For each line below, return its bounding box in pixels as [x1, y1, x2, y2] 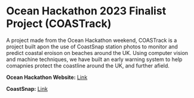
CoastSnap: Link [6, 85, 48, 92]
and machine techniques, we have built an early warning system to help [6, 56, 183, 63]
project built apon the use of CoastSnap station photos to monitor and [6, 43, 178, 50]
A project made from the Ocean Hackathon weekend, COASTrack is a [6, 36, 177, 44]
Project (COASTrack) [6, 17, 112, 30]
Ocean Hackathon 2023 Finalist [6, 4, 167, 18]
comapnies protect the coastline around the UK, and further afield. [6, 62, 170, 69]
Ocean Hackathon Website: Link [6, 73, 88, 81]
